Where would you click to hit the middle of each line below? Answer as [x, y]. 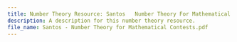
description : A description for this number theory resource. [101, 21]
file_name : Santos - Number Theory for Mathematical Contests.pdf [108, 27]
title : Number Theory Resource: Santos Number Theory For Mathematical [119, 14]
